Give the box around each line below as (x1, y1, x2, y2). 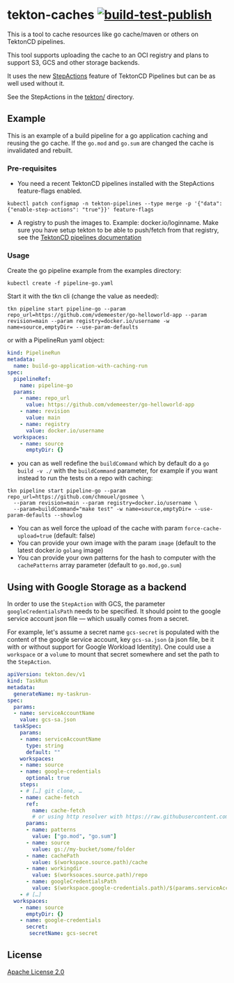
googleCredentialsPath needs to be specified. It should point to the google (7, 607, 221, 615)
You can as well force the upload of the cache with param (17, 524, 183, 533)
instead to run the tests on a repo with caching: (17, 474, 153, 482)
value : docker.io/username (25, 427, 104, 434)
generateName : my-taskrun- (13, 690, 92, 698)
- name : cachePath (25, 852, 79, 859)
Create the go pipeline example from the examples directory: (7, 267, 182, 275)
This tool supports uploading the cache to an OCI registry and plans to (7, 51, 209, 59)
